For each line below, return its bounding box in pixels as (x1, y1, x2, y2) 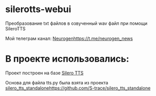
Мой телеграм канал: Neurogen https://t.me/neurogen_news (5, 35, 133, 41)
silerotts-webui (5, 4, 71, 15)
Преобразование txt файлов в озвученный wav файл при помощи (5, 20, 148, 26)
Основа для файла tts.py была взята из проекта (5, 79, 108, 85)
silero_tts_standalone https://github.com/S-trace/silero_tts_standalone (5, 85, 151, 91)
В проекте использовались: (5, 53, 130, 65)
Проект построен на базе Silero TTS (5, 70, 84, 76)
